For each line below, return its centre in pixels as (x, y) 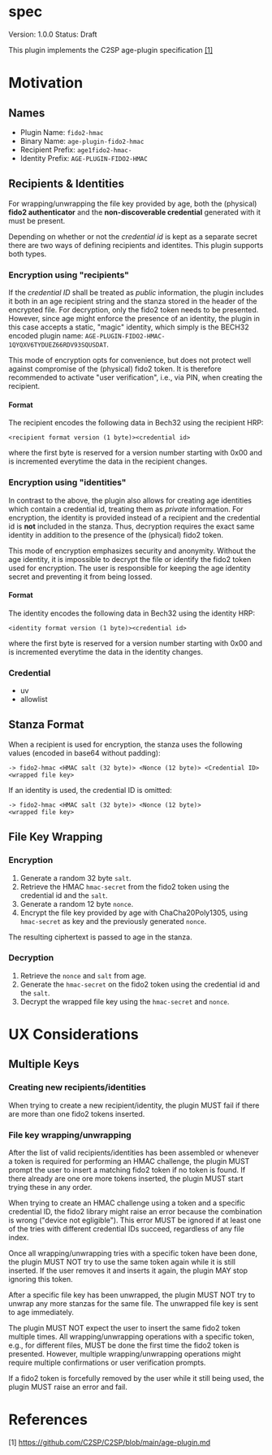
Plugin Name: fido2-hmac (62, 132)
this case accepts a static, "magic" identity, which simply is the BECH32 (129, 327)
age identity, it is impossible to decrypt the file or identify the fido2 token (130, 559)
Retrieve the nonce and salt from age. (83, 975)
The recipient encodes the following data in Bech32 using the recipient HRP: (136, 423)
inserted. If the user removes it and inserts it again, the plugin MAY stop (128, 1270)
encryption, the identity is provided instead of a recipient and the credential (134, 517)
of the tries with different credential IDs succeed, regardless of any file (127, 1229)
